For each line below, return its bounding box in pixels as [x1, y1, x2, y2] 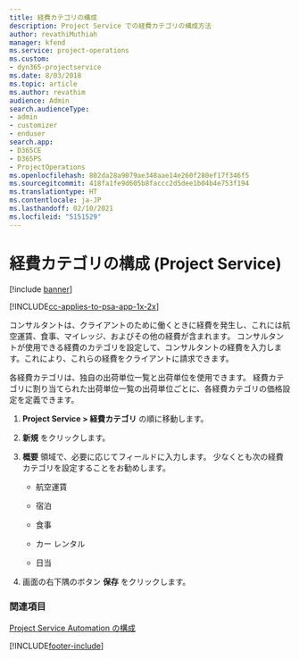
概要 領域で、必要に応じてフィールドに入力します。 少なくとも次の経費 [21, 451, 284, 462]
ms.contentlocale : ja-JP [9, 196, 102, 205]
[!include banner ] [9, 283, 73, 295]
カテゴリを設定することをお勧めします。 [21, 462, 171, 473]
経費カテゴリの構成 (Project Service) [9, 254, 282, 273]
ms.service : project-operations [9, 46, 129, 55]
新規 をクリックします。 [21, 432, 111, 443]
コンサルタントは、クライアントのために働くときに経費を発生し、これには [9, 319, 283, 330]
